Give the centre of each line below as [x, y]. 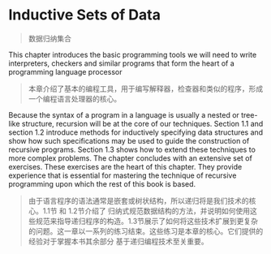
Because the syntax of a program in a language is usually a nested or [124, 114]
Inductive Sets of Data [84, 15]
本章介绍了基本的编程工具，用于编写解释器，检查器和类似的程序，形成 [146, 88]
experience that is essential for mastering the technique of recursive [123, 175]
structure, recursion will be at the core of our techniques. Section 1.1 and [142, 123]
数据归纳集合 [49, 38]
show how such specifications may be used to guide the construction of [129, 140]
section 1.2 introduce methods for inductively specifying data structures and [136, 132]
